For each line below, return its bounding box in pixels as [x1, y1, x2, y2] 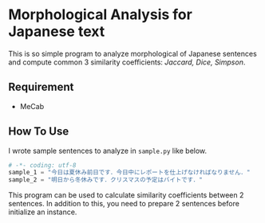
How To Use [8, 125, 69, 139]
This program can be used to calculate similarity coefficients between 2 [8, 190, 244, 200]
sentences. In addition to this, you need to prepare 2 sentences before [8, 199, 239, 209]
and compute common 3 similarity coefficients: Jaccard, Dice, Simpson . [8, 57, 246, 67]
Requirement [8, 80, 74, 94]
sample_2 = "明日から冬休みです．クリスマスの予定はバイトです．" [8, 176, 204, 184]
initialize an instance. [8, 207, 77, 217]
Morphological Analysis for [8, 6, 193, 24]
